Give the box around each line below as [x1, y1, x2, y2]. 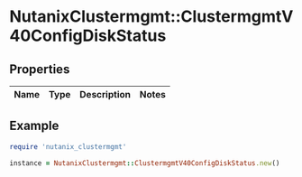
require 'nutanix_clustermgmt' [9, 142, 127, 151]
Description [79, 88, 131, 100]
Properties [9, 61, 70, 77]
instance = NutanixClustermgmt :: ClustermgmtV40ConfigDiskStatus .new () [9, 158, 280, 168]
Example [9, 118, 59, 134]
